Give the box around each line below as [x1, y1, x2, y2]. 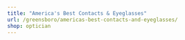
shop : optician [7, 22, 51, 29]
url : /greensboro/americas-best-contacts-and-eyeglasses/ [7, 16, 178, 23]
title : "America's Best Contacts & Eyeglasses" [7, 9, 148, 17]
